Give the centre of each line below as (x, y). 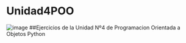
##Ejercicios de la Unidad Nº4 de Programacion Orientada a (105, 27)
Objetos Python (26, 33)
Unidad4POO (40, 11)
